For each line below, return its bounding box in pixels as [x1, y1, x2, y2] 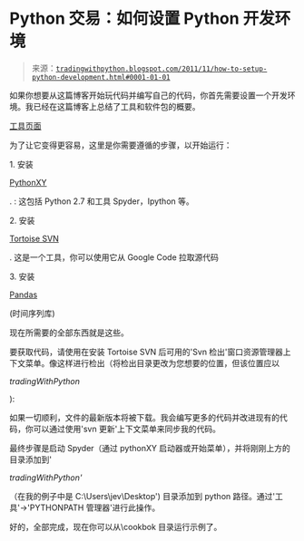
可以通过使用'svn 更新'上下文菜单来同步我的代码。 [33, 423, 221, 434]
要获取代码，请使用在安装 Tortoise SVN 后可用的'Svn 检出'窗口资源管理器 [9, 346, 284, 357]
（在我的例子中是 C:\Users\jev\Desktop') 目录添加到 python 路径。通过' [9, 490, 275, 501]
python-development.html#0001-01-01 [31, 72, 171, 82]
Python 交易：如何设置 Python [9, 8, 240, 29]
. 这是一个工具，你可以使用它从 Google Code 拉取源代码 [9, 251, 220, 263]
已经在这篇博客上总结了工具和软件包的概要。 [33, 101, 201, 111]
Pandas [9, 289, 38, 300]
